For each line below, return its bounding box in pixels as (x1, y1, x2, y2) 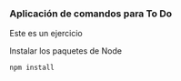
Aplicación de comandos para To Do (9, 7, 173, 20)
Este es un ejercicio (9, 28, 84, 39)
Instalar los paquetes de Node (9, 46, 123, 56)
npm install (9, 63, 55, 73)
